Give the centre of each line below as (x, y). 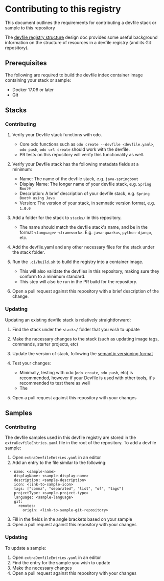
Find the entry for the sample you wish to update (61, 562)
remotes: (27, 506)
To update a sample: (26, 548)
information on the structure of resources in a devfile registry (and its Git (78, 42)
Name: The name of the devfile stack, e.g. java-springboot (79, 179)
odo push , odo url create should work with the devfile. (75, 149)
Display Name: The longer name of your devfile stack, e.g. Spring (85, 184)
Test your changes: (32, 363)
